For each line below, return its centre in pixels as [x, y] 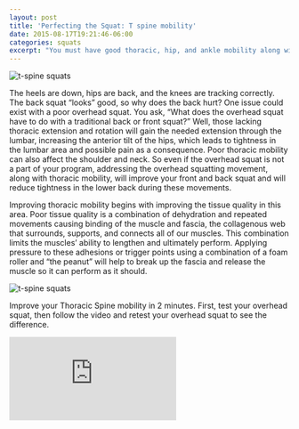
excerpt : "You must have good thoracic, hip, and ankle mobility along [145, 51]
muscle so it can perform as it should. [78, 271]
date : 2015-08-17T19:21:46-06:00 [71, 34]
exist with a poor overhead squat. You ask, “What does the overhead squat [146, 112]
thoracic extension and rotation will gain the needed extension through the [145, 131]
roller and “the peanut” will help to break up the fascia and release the [137, 262]
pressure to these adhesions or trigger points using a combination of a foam [149, 252]
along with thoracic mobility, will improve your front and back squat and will [148, 178]
